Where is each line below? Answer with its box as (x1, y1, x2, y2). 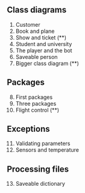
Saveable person (15, 53, 58, 60)
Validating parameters (15, 140, 71, 147)
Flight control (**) (15, 106, 60, 113)
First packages (15, 93, 53, 101)
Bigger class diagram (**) (15, 59, 79, 67)
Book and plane (15, 27, 55, 35)
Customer (15, 21, 41, 28)
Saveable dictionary (15, 180, 66, 188)
